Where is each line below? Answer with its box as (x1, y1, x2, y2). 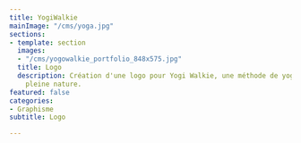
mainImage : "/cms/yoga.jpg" (9, 21, 115, 30)
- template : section (9, 38, 87, 47)
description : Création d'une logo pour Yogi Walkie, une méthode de (17, 71, 279, 80)
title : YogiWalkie (9, 13, 78, 22)
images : (17, 46, 47, 55)
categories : (9, 96, 54, 105)
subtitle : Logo (9, 113, 66, 122)
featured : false (9, 88, 70, 97)
